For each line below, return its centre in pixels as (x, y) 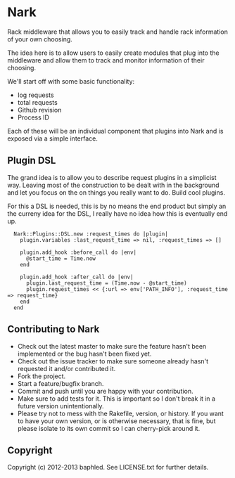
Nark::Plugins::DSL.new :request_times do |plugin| (91, 234)
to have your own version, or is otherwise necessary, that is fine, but (116, 421)
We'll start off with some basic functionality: (71, 81)
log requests (36, 95)
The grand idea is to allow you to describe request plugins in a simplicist (112, 177)
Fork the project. (42, 376)
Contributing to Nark (53, 329)
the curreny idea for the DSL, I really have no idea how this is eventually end (118, 213)
